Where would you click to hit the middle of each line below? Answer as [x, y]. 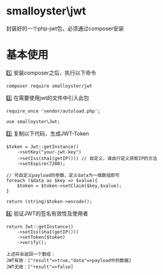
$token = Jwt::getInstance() [43, 147]
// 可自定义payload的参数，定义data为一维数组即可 [63, 175]
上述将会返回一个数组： [31, 254]
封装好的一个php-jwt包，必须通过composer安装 [65, 28]
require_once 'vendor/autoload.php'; [53, 111]
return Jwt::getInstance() [40, 226]
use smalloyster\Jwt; [33, 121]
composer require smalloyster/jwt [49, 86]
